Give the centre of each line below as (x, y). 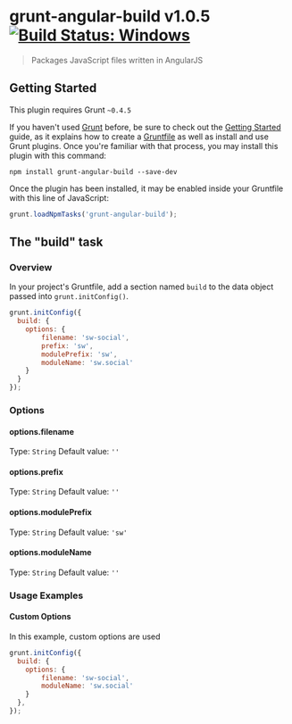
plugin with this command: (58, 155)
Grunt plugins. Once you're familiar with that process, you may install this (144, 146)
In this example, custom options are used (85, 637)
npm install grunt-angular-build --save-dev (93, 171)
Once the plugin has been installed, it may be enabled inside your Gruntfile (146, 188)
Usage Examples (46, 595)
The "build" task (56, 242)
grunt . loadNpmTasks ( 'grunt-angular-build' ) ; (93, 214)
